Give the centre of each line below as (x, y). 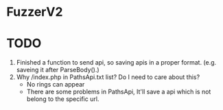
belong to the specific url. (63, 99)
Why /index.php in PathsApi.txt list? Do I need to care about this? (108, 77)
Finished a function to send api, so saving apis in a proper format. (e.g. (116, 63)
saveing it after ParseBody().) (58, 70)
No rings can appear (56, 85)
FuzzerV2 (35, 12)
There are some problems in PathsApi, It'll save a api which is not (119, 92)
